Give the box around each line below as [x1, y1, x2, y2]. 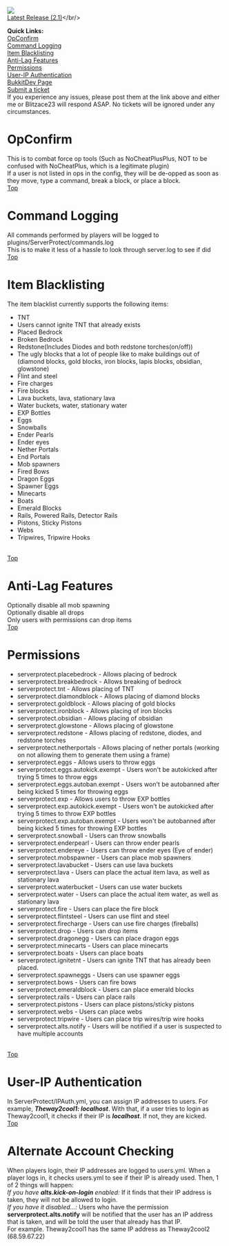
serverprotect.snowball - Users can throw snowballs [17, 831, 167, 839]
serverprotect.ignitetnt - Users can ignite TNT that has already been [17, 956, 211, 964]
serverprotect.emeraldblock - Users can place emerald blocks [17, 985, 195, 993]
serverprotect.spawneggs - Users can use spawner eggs [17, 971, 181, 979]
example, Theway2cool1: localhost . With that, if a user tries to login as [7, 1104, 209, 1113]
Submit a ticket [7, 86, 50, 93]
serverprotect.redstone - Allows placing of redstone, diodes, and [17, 728, 202, 737]
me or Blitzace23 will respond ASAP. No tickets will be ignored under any [7, 100, 215, 108]
